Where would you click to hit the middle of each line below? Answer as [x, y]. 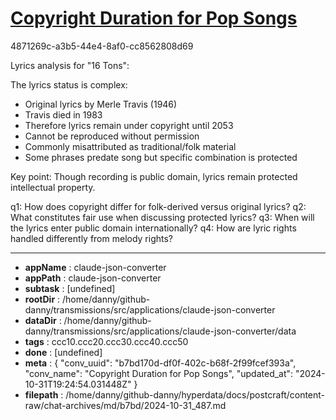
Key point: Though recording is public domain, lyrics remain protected [154, 176]
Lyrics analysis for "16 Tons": [70, 65]
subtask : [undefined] [70, 288]
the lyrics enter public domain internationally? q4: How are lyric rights [153, 228]
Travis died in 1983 [63, 114]
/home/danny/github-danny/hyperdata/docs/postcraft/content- [195, 394]
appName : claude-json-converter [95, 267]
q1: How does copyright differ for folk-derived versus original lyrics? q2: [158, 206]
